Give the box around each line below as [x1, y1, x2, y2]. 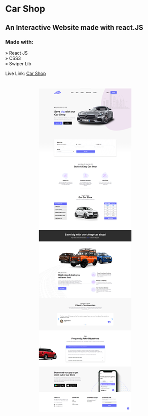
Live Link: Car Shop [5, 70, 46, 76]
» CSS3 [5, 55, 21, 61]
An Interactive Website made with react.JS [5, 23, 143, 32]
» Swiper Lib [5, 60, 31, 66]
